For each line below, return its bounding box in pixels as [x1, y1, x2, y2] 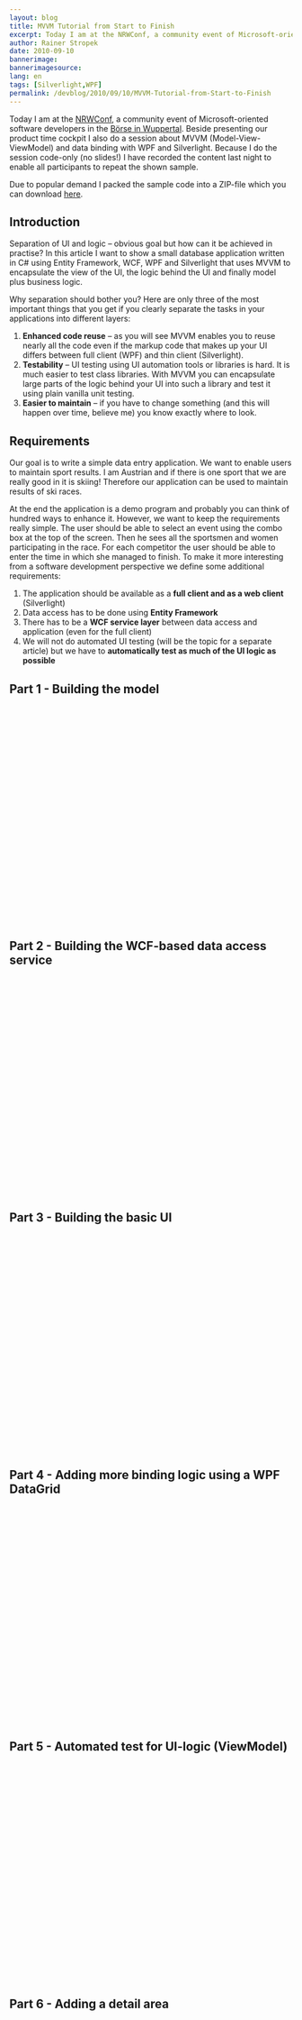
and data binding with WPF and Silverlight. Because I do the [55, 142, 278, 153]
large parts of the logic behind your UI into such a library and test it [22, 379, 271, 389]
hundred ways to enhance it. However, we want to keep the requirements [9, 513, 280, 524]
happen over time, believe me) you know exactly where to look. [22, 407, 257, 418]
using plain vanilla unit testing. [22, 388, 135, 399]
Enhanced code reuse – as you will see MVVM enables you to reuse [22, 331, 276, 342]
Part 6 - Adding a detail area [9, 1996, 169, 2011]
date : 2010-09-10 [9, 47, 75, 56]
